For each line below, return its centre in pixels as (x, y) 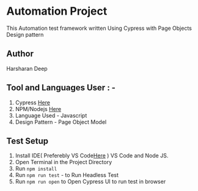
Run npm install (36, 168)
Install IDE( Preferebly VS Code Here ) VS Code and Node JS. (92, 156)
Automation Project (57, 11)
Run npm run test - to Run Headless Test (67, 175)
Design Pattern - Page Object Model (61, 122)
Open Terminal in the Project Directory (64, 162)
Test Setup (28, 141)
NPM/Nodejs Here (38, 109)
